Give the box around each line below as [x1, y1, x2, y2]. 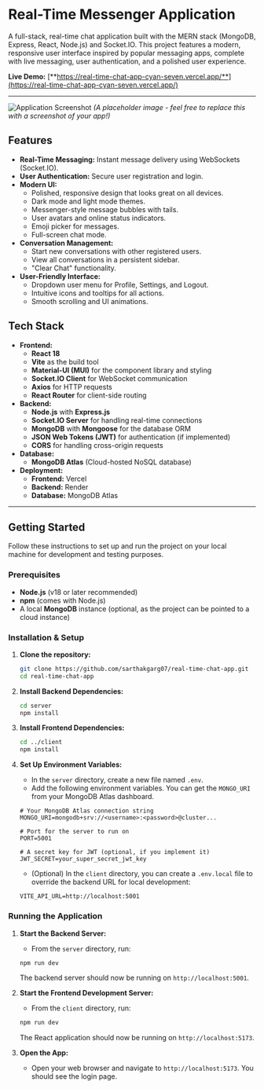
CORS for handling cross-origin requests [31, 440, 163, 449]
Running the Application [8, 911, 103, 922]
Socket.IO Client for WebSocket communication [31, 373, 188, 383]
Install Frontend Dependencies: [19, 723, 125, 732]
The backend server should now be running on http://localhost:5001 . [19, 973, 250, 983]
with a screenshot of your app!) [8, 111, 111, 120]
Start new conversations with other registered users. [31, 246, 202, 256]
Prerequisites [8, 570, 60, 581]
